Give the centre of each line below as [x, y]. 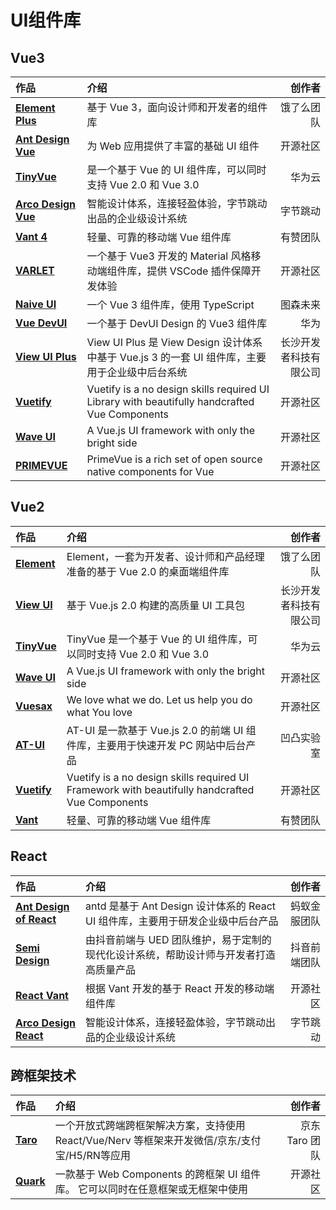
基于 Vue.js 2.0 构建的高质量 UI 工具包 [155, 605]
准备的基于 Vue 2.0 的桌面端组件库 [148, 571]
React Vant [42, 995]
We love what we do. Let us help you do [159, 699]
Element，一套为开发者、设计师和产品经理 [165, 556]
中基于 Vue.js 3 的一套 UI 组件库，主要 [176, 357]
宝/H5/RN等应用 [92, 1156]
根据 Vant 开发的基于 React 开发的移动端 [180, 988]
